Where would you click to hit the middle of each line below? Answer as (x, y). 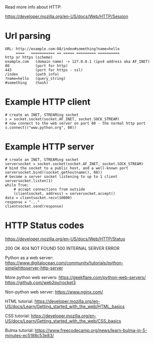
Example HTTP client (48, 102)
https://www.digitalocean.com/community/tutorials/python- (64, 263)
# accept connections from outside (49, 189)
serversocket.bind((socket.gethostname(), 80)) (54, 172)
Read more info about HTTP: (33, 7)
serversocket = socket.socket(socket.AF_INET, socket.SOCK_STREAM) (74, 164)
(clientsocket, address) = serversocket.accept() (65, 193)
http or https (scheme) (29, 57)
